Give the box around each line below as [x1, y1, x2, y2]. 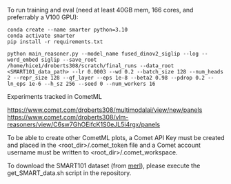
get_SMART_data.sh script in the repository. [7, 169, 132, 177]
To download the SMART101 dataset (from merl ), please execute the [7, 161, 201, 170]
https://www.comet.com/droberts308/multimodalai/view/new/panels [7, 106, 203, 114]
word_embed [7, 56, 39, 63]
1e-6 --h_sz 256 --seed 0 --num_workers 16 [28, 80, 156, 87]
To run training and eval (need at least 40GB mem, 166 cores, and [7, 6, 194, 14]
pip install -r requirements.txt [7, 38, 103, 45]
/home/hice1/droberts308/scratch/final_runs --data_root [7, 62, 174, 69]
